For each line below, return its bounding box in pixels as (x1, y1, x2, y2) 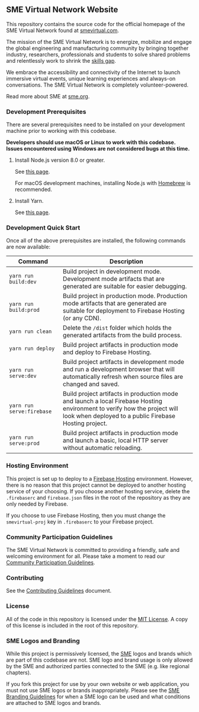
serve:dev (9, 373, 37, 379)
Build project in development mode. (63, 267, 162, 276)
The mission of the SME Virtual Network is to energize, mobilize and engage (6, 38, 192, 45)
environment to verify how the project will (63, 404, 179, 413)
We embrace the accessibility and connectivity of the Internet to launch (6, 68, 181, 76)
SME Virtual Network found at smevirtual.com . (6, 27, 120, 34)
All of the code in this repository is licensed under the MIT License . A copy (6, 615, 188, 622)
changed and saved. (63, 380, 120, 388)
